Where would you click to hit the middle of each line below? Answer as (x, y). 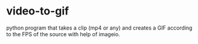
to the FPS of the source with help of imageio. (63, 34)
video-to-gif (38, 11)
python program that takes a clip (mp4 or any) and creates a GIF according (99, 28)
